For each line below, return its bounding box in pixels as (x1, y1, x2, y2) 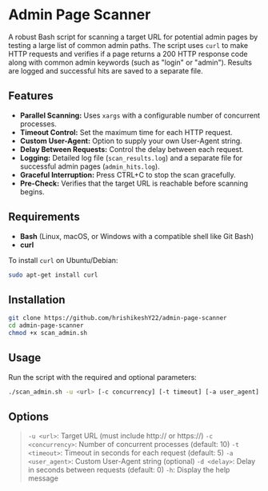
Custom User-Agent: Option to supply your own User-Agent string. (19, 136, 242, 146)
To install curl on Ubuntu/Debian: (8, 255, 118, 265)
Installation (8, 293, 66, 306)
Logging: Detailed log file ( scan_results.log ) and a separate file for (19, 153, 243, 162)
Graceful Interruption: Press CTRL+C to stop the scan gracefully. (19, 170, 236, 179)
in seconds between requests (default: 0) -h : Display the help (27, 465, 230, 475)
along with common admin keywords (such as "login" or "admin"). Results (8, 58, 252, 67)
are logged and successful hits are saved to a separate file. (8, 66, 203, 75)
